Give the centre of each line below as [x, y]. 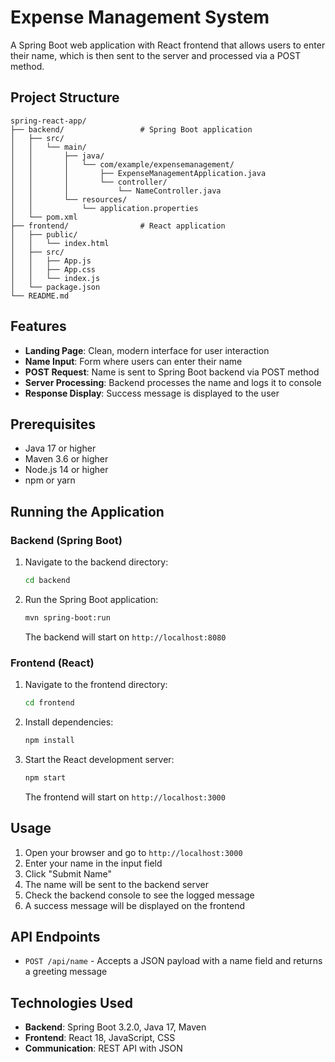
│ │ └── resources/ [69, 199]
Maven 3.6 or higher [66, 459]
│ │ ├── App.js [51, 261]
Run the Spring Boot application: [91, 599]
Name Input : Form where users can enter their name [133, 361]
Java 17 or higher [60, 448]
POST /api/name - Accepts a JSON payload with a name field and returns [173, 961]
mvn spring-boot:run [67, 617]
